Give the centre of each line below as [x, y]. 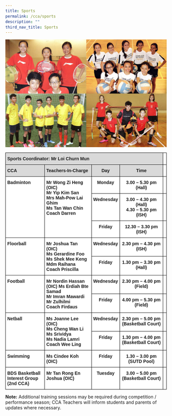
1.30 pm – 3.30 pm [141, 262]
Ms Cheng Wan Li [65, 329]
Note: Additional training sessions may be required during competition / [81, 397]
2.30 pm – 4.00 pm [141, 281]
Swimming [19, 356]
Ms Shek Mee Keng [67, 259]
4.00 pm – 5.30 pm [141, 300]
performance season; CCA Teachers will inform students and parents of [81, 402]
